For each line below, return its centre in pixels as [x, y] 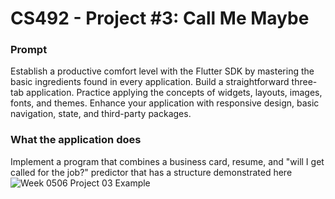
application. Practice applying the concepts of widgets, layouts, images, [174, 93]
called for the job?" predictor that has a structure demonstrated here [151, 172]
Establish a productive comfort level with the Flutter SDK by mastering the [162, 71]
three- [304, 82]
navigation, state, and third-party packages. [101, 114]
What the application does [76, 140]
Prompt [29, 50]
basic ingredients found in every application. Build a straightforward [150, 82]
